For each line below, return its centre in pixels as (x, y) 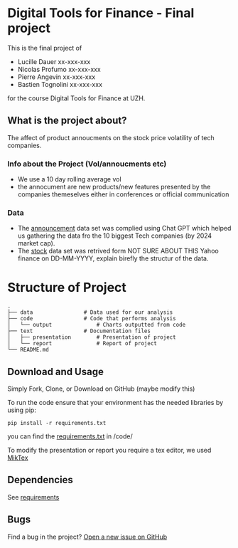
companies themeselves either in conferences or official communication (123, 194)
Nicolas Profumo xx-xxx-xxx (59, 69)
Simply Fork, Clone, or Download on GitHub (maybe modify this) (101, 389)
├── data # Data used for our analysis (90, 312)
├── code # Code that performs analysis (92, 319)
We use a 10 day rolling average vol (70, 179)
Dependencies (40, 480)
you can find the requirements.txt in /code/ (70, 436)
